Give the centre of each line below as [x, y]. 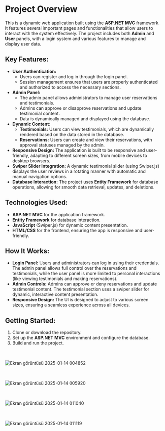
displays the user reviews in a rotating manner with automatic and [79, 171]
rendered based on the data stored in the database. [72, 134]
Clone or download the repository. [47, 333]
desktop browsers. [31, 161]
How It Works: [27, 251]
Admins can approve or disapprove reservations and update [81, 108]
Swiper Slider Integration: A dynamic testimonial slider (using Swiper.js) [86, 166]
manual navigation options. [40, 176]
